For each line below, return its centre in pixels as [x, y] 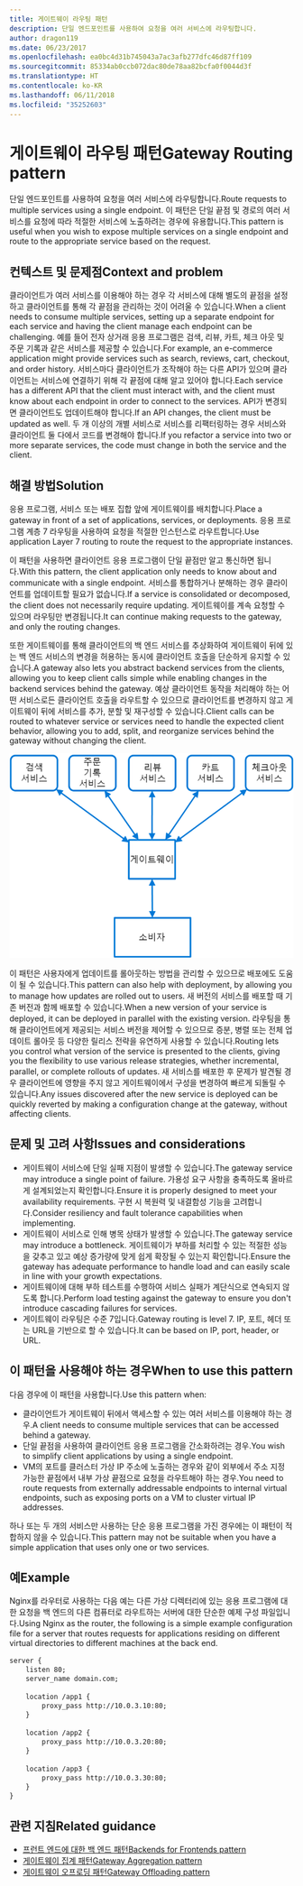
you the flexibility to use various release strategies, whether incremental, [144, 1061]
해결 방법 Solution [56, 486]
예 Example [40, 1578]
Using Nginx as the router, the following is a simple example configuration [156, 1624]
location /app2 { [58, 1733]
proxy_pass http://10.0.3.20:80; [105, 1742]
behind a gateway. [56, 1435]
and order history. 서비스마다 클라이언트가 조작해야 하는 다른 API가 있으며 [140, 369]
